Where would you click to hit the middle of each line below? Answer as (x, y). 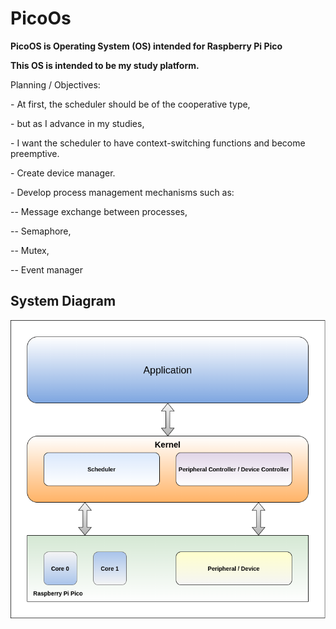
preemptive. (35, 153)
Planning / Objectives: (55, 84)
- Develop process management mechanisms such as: (122, 192)
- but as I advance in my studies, (77, 123)
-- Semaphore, (41, 231)
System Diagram (63, 301)
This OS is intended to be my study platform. (105, 65)
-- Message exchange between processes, (99, 211)
